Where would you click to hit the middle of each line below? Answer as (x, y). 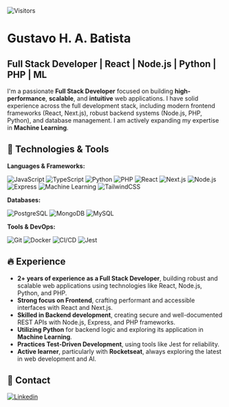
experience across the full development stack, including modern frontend (111, 106)
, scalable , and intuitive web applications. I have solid (122, 98)
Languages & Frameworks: (46, 166)
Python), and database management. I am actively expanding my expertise (113, 120)
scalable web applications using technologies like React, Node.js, (110, 285)
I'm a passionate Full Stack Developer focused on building (90, 91)
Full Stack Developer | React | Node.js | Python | (112, 64)
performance (26, 98)
